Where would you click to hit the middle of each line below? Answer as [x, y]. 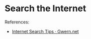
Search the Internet [45, 9]
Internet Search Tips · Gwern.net [45, 31]
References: [17, 22]
